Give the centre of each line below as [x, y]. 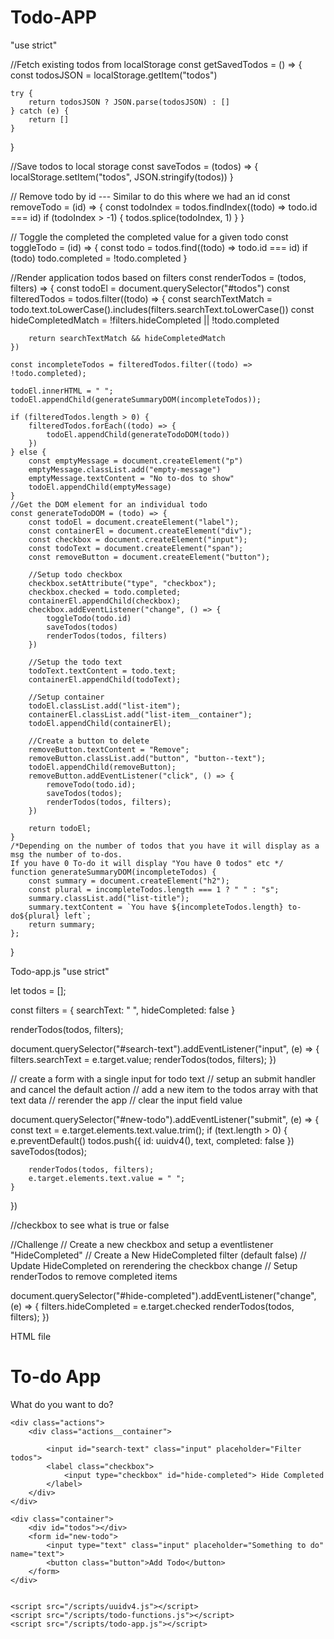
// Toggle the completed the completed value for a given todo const [149, 237]
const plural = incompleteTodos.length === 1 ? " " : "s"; [154, 889]
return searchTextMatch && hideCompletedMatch [127, 338]
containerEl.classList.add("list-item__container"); [140, 714]
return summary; [62, 924]
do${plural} [35, 916]
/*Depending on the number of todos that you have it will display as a [165, 846]
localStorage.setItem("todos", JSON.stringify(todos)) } [122, 177]
